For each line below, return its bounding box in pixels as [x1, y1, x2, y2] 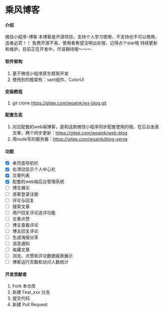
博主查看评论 [12, 222, 38, 228]
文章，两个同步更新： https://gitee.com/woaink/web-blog [12, 130, 128, 136]
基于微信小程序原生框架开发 [12, 70, 69, 76]
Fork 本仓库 [12, 283, 36, 289]
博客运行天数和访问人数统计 [12, 259, 69, 265]
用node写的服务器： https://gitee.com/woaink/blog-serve [12, 136, 128, 142]
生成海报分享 [12, 234, 38, 240]
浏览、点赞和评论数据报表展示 [12, 253, 73, 259]
